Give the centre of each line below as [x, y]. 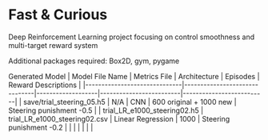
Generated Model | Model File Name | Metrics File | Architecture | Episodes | [134, 76]
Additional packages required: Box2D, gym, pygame [94, 61]
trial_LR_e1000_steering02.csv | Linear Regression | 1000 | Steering [119, 118]
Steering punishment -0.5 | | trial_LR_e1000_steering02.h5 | [106, 110]
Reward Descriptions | [45, 85]
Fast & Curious [58, 15]
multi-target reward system [53, 45]
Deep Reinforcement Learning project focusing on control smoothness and [132, 37]
